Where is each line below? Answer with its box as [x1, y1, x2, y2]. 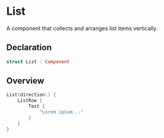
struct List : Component [6, 58, 70, 65]
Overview [6, 75, 45, 86]
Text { [28, 103, 45, 110]
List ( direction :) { [6, 92, 57, 98]
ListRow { [17, 98, 43, 104]
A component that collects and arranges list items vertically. [6, 25, 158, 32]
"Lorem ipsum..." [39, 109, 84, 115]
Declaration [6, 42, 52, 53]
